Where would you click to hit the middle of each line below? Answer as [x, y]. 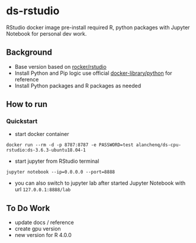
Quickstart [22, 121]
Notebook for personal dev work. [46, 33]
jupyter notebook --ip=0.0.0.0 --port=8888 [61, 172]
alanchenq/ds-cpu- [159, 145]
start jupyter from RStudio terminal [57, 161]
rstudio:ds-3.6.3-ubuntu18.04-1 [46, 150]
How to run [27, 104]
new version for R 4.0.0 [43, 235]
